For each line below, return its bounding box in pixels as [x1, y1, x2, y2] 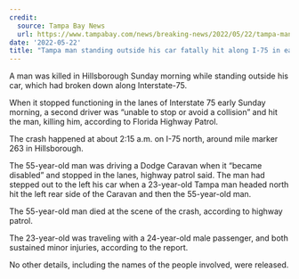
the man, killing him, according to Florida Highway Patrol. [9, 117, 219, 127]
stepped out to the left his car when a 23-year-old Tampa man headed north [9, 179, 289, 190]
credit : [9, 12, 38, 22]
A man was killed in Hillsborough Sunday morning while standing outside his [9, 70, 289, 81]
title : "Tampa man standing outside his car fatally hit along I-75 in [9, 46, 280, 55]
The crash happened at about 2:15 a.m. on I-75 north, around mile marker [9, 134, 279, 144]
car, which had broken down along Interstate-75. [9, 80, 188, 91]
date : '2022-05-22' [9, 37, 82, 47]
